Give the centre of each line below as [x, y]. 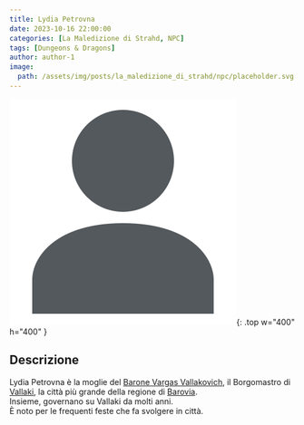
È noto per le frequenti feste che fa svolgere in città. [107, 411]
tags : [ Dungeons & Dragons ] [63, 48]
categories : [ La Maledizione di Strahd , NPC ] [97, 38]
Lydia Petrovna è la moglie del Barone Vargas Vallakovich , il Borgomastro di [150, 382]
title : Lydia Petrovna [52, 19]
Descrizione [44, 360]
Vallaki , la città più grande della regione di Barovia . [103, 391]
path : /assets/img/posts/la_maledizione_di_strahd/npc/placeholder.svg [156, 77]
